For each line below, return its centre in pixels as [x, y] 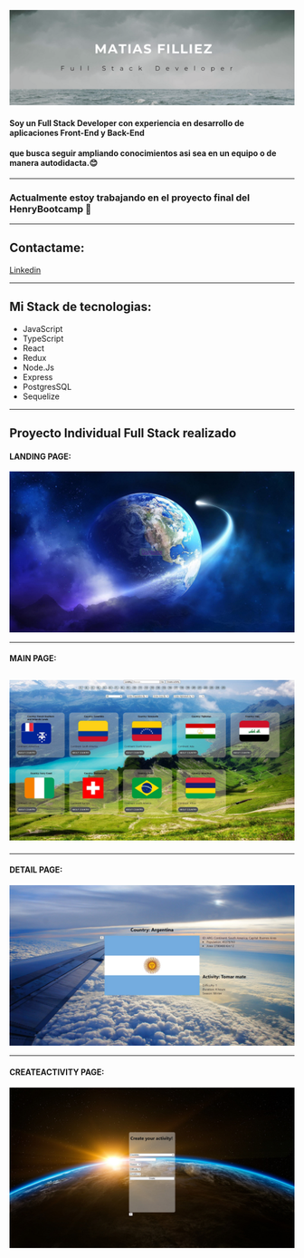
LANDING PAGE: [41, 456]
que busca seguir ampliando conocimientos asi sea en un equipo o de [143, 153]
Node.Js [38, 367]
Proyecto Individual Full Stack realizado [123, 433]
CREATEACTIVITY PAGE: [57, 1072]
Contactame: [47, 248]
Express [38, 376]
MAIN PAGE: [33, 658]
